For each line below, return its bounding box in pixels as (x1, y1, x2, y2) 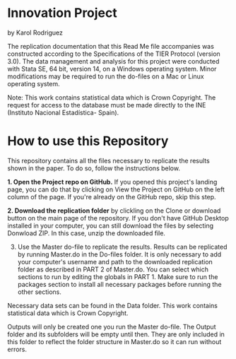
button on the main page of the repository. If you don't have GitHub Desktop (7, 213, 230, 222)
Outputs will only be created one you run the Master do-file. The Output (7, 322, 216, 331)
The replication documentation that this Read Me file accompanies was (7, 42, 214, 50)
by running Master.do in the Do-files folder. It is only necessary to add (17, 249, 222, 259)
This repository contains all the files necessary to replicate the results (7, 156, 210, 165)
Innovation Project (7, 5, 118, 21)
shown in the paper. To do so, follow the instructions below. (7, 164, 180, 172)
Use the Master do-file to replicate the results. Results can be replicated (17, 242, 228, 251)
